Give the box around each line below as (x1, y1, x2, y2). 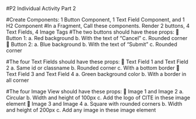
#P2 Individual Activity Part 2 (6, 5, 76, 12)
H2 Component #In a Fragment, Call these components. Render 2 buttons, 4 (6, 23, 190, 29)
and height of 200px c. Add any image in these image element (6, 107, 156, 113)
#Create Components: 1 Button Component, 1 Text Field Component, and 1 (6, 16, 185, 23)
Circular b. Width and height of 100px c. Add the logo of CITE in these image (6, 94, 190, 101)
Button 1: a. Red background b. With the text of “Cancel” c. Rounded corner (6, 35, 188, 41)
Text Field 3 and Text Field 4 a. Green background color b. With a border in (6, 71, 187, 77)
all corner (6, 77, 29, 84)
